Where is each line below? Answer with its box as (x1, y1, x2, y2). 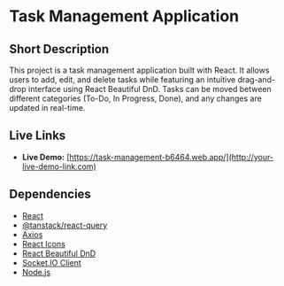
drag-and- (237, 74, 276, 85)
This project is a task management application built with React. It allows (9, 65, 270, 75)
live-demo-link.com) (21, 161, 97, 172)
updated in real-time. (9, 103, 86, 112)
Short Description (9, 42, 110, 57)
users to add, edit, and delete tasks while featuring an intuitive (9, 74, 236, 85)
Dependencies (9, 187, 91, 202)
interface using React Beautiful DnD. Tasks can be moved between (27, 84, 272, 94)
